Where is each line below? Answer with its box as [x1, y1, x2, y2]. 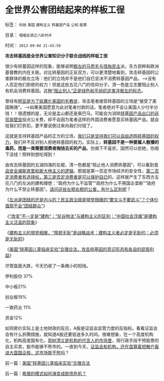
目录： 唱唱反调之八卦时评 [5, 32, 52, 38]
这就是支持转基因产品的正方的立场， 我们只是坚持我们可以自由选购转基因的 [5, 133, 155, 139]
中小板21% [5, 284, 27, 289]
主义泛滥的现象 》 [5, 219, 40, 225]
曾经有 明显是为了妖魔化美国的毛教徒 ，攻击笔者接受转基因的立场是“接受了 [5, 98, 153, 104]
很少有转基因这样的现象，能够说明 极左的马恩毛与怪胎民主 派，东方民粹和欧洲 [5, 63, 159, 69]
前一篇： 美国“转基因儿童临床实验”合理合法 [5, 360, 90, 366]
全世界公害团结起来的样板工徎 [5, 4, 125, 16]
